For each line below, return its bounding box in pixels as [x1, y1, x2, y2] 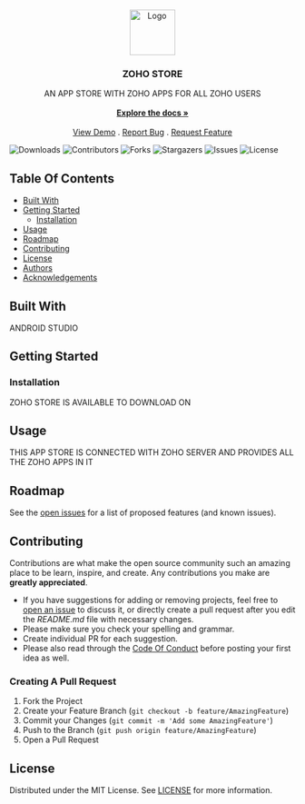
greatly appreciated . [9, 577, 88, 588]
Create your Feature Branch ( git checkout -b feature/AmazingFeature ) [22, 705, 290, 717]
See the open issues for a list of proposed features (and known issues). [9, 507, 277, 518]
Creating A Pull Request [9, 675, 116, 688]
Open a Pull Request [22, 734, 100, 745]
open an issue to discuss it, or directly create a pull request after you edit [22, 604, 296, 615]
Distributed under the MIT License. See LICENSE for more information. [9, 785, 273, 796]
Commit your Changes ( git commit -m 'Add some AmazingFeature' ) [22, 715, 274, 726]
